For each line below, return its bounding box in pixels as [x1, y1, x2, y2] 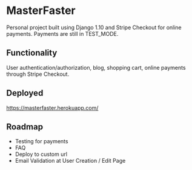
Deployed [6, 88, 44, 98]
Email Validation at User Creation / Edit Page [15, 157, 126, 165]
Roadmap [6, 121, 44, 132]
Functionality [6, 48, 58, 58]
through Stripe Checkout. [6, 70, 70, 78]
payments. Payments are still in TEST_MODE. [6, 30, 119, 37]
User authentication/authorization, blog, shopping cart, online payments [6, 64, 186, 71]
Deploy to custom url [15, 151, 68, 158]
